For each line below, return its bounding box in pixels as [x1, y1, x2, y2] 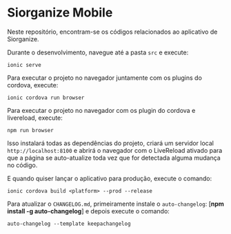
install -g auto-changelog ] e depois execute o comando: [7, 206, 170, 215]
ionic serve [7, 61, 41, 68]
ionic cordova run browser [7, 94, 85, 101]
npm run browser [7, 127, 54, 134]
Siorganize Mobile [7, 5, 113, 21]
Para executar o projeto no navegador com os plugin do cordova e [7, 106, 196, 114]
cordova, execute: [7, 81, 59, 89]
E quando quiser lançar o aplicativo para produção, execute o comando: [7, 174, 212, 182]
